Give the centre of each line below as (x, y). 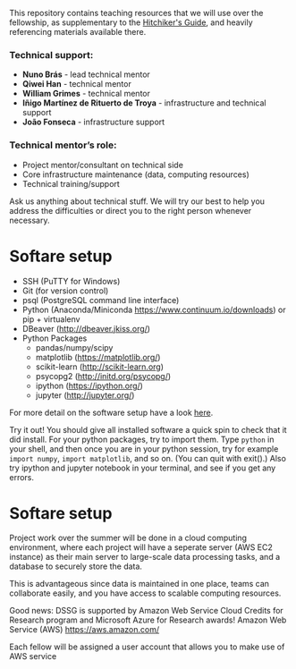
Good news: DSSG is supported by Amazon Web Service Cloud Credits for (146, 611)
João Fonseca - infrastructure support (93, 122)
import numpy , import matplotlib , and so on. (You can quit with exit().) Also (148, 458)
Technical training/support (71, 183)
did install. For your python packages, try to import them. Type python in (142, 439)
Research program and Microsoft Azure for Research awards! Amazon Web (148, 620)
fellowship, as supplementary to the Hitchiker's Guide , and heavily (131, 22)
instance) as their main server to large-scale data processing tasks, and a (145, 557)
